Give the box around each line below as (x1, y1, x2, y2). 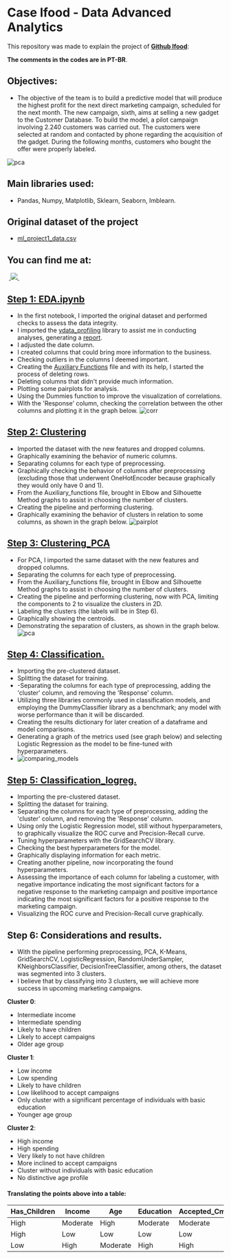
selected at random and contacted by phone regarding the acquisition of (16, 130, 223, 138)
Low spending (16, 1074, 58, 1082)
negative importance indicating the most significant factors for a (16, 880, 199, 889)
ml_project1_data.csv (16, 234, 77, 243)
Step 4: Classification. (7, 649, 105, 660)
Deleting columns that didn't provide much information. (16, 377, 174, 386)
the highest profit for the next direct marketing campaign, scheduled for (16, 101, 221, 109)
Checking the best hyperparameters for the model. (16, 844, 162, 852)
